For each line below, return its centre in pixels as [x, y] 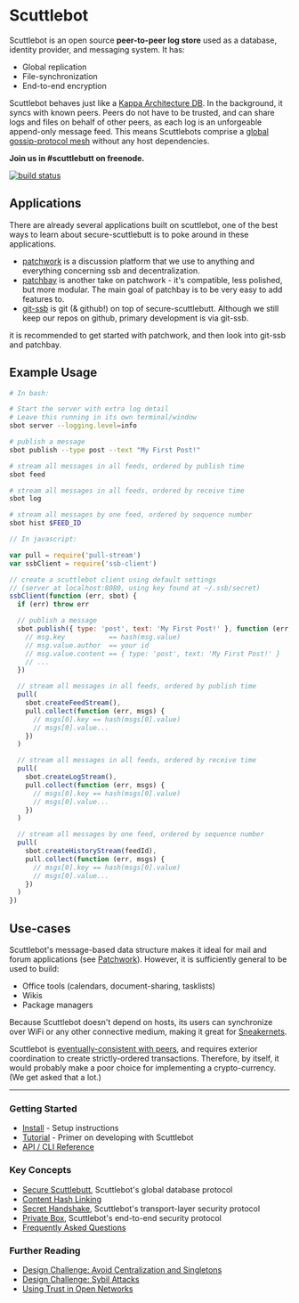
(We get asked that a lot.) [56, 1077]
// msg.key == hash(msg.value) [103, 637]
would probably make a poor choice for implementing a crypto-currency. [143, 1068]
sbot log [25, 499]
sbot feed [28, 474]
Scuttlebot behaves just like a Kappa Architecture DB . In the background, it [146, 102]
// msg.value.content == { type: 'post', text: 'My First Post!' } [153, 654]
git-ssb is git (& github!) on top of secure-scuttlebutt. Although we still [150, 308]
